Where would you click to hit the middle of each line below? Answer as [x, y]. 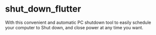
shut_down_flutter [43, 9]
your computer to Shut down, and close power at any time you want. [74, 27]
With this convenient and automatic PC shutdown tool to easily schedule [78, 22]
